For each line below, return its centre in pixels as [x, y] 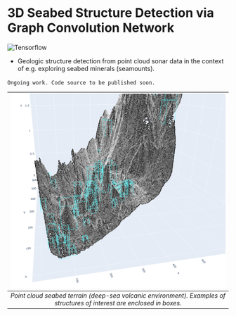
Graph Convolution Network [91, 28]
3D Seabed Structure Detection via [111, 13]
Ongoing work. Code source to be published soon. [81, 82]
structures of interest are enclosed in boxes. [118, 303]
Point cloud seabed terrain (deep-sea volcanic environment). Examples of [118, 296]
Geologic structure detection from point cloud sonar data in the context [120, 61]
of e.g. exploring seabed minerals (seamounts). [86, 68]
